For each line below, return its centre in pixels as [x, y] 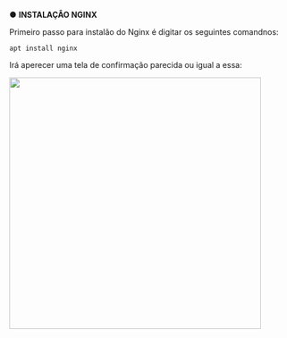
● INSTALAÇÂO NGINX [53, 15]
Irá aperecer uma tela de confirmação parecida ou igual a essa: [126, 65]
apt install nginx [43, 48]
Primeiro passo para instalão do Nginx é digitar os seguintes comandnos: [144, 32]
